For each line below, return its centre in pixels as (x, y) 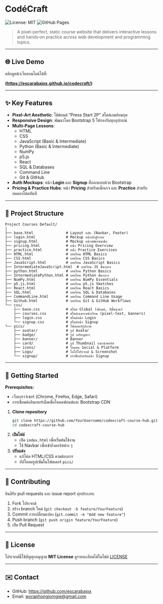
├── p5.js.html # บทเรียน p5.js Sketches (59, 284)
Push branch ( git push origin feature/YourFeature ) (65, 520)
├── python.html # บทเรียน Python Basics (58, 271)
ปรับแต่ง (19, 451)
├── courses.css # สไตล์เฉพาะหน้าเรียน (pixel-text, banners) (80, 314)
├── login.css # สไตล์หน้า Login (55, 318)
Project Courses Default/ (31, 225)
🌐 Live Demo (25, 62)
